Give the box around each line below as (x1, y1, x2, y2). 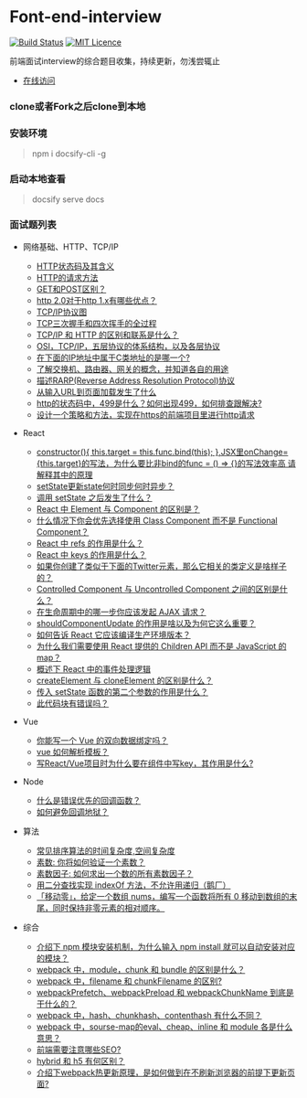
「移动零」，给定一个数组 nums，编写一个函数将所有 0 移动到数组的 (36, 890, 290, 901)
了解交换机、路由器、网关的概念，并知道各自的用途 (36, 363, 229, 374)
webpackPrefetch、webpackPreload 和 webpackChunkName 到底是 (36, 986, 294, 997)
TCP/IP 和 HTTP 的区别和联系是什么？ (36, 329, 180, 340)
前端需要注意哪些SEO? (36, 1044, 122, 1055)
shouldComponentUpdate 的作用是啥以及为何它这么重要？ (36, 617, 257, 628)
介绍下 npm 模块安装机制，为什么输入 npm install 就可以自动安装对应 (36, 941, 295, 952)
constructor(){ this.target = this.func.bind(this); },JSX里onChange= (36, 446, 289, 457)
